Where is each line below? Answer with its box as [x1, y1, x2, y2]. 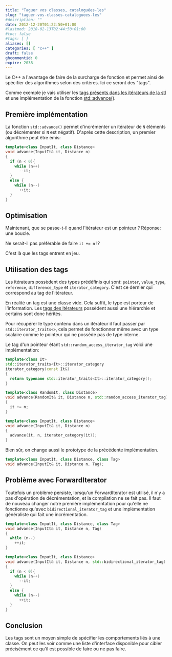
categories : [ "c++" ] [5, 46, 54, 51]
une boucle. [5, 230, 31, 236]
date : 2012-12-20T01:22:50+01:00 [5, 22, 77, 27]
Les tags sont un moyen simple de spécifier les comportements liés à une [5, 635, 161, 641]
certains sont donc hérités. [5, 311, 62, 317]
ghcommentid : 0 [5, 55, 38, 61]
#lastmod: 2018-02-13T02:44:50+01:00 [5, 27, 86, 32]
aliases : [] [5, 41, 31, 46]
